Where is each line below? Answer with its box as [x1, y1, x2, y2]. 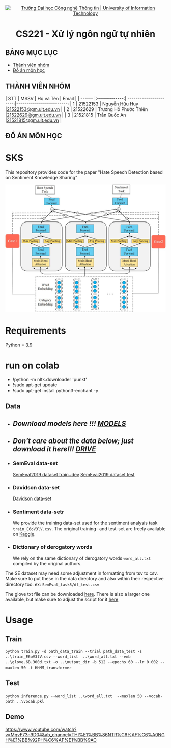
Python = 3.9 [5, 342, 33, 348]
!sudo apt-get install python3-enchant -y [12, 387, 98, 393]
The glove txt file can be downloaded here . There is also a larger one [5, 591, 150, 597]
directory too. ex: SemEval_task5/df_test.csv [5, 581, 99, 588]
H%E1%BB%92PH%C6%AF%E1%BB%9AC [5, 737, 97, 743]
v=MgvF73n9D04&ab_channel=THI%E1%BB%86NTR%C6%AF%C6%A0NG [5, 731, 165, 738]
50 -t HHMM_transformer [21, 665, 72, 671]
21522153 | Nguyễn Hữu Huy [78, 101, 139, 107]
